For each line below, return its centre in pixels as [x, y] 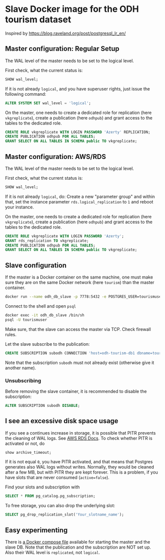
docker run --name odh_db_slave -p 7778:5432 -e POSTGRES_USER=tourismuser [84, 297]
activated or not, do [25, 443]
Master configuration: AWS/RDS [56, 157]
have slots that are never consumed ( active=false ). [57, 478]
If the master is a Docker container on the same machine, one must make [79, 277]
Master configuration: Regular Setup [62, 49]
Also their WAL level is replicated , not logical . [53, 553]
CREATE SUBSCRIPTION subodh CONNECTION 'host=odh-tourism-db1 [70, 353]
